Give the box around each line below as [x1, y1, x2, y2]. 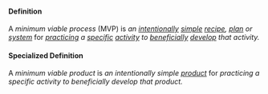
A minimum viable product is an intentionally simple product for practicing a [8, 69, 260, 78]
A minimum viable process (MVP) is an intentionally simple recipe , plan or [8, 24, 253, 33]
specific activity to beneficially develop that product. [8, 76, 183, 87]
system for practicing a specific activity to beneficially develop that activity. [8, 33, 260, 42]
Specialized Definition [8, 50, 83, 60]
